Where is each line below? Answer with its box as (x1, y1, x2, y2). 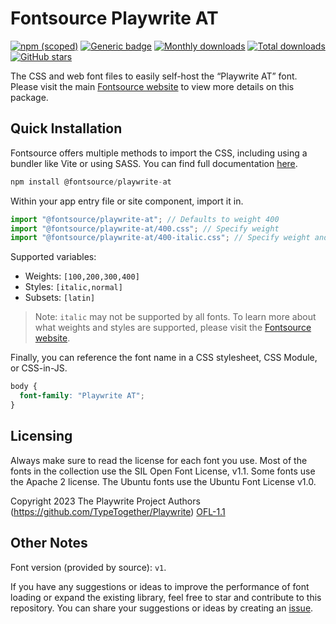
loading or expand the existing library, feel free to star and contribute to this (10, 591, 322, 603)
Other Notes (10, 535, 88, 552)
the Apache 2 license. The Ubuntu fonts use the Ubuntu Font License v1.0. (10, 475, 317, 487)
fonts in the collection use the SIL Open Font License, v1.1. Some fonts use (10, 465, 316, 477)
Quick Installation (10, 120, 123, 137)
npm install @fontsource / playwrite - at (10, 177, 172, 187)
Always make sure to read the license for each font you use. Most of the (10, 454, 308, 466)
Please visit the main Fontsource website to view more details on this (10, 80, 295, 92)
